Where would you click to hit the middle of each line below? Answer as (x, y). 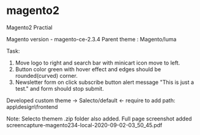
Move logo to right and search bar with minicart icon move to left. (98, 63)
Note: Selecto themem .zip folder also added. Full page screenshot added (99, 119)
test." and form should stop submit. (59, 88)
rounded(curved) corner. (46, 75)
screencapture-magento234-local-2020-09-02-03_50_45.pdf (84, 125)
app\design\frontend (32, 106)
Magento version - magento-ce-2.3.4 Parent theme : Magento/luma (91, 39)
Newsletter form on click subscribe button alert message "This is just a (105, 82)
